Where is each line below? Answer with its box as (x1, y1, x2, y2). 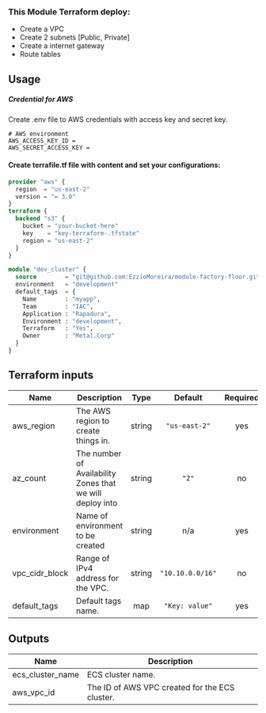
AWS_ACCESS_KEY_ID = (8, 137, 77, 145)
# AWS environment (8, 130, 69, 138)
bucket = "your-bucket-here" (22, 222, 119, 230)
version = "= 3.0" (15, 192, 77, 200)
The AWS (76, 405, 111, 416)
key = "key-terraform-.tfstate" (22, 229, 140, 237)
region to (76, 415, 109, 426)
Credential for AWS (8, 94, 74, 104)
